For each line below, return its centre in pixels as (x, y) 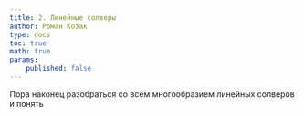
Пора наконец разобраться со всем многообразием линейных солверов (152, 94)
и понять (26, 103)
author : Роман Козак (49, 26)
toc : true (28, 43)
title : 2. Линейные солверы (63, 18)
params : (24, 60)
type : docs (30, 34)
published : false (59, 69)
